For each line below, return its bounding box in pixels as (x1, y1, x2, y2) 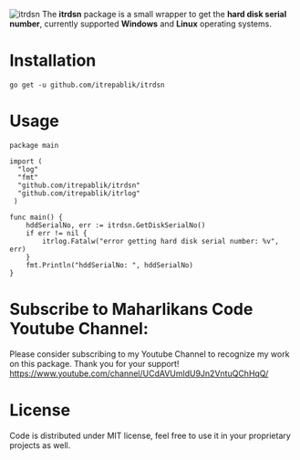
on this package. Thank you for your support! (9, 358, 180, 369)
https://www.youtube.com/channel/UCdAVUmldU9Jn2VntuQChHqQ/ (9, 368, 269, 379)
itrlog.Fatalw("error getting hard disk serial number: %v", (42, 236, 280, 246)
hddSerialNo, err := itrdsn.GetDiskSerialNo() (26, 220, 206, 230)
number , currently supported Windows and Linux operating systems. (9, 18, 272, 29)
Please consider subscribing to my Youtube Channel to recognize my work (9, 348, 290, 360)
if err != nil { (26, 228, 88, 237)
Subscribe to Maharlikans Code (9, 299, 253, 319)
